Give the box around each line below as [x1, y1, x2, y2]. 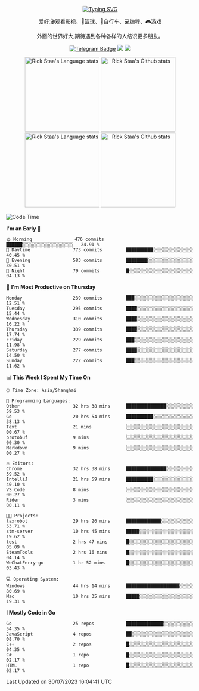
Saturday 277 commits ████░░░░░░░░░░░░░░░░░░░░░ [6, 347, 194, 353]
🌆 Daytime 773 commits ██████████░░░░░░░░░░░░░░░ [6, 247, 194, 253]
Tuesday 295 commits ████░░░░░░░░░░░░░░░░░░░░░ [6, 306, 194, 311]
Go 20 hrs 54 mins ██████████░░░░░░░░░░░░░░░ [6, 414, 194, 419]
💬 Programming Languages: [6, 398, 70, 404]
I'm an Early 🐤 [6, 225, 41, 232]
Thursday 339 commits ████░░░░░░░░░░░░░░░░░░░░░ [6, 326, 194, 332]
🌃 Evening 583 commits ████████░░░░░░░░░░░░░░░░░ [6, 257, 194, 263]
